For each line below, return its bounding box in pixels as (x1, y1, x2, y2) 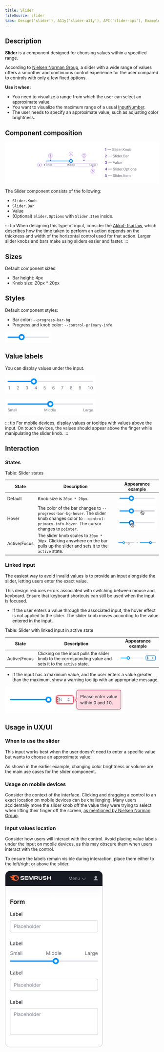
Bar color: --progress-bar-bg (12, 317, 71, 322)
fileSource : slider (5, 13, 45, 18)
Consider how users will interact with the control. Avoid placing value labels (5, 836, 157, 842)
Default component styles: (5, 307, 59, 313)
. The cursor (77, 520, 102, 526)
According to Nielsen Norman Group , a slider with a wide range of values (5, 64, 152, 70)
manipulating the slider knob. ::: (5, 430, 68, 436)
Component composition (5, 129, 82, 137)
